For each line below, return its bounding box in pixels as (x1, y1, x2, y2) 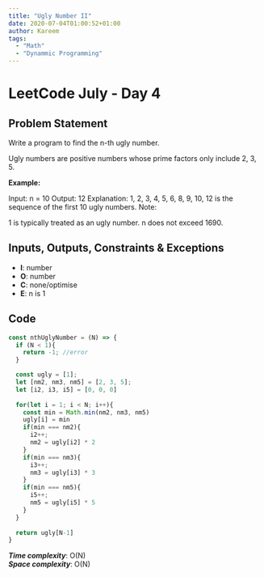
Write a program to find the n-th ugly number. (8, 138, 160, 147)
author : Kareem (8, 27, 60, 35)
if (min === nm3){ (23, 453, 82, 461)
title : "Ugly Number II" (8, 11, 92, 20)
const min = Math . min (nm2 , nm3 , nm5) (23, 408, 150, 417)
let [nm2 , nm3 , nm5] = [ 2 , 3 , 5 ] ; (15, 378, 132, 386)
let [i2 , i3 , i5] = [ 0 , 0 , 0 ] (15, 385, 117, 393)
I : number (19, 262, 52, 272)
